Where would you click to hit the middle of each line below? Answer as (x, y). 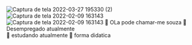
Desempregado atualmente (41, 29)
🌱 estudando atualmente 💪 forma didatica (59, 35)
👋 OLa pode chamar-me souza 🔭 (146, 22)
